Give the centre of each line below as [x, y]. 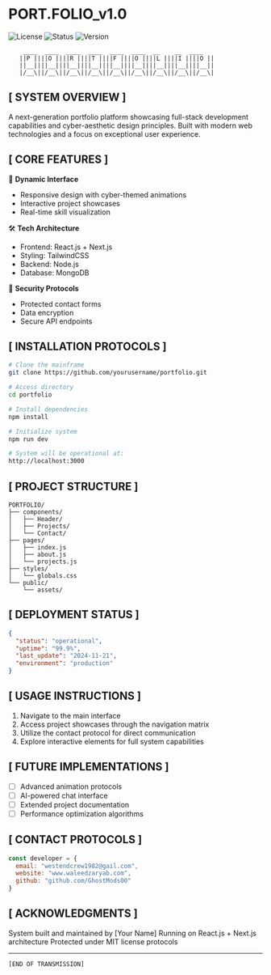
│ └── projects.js [43, 562]
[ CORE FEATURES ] [58, 160]
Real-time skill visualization [65, 212]
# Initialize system [43, 431]
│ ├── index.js [38, 547]
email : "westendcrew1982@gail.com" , [77, 866]
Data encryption [47, 312]
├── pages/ [27, 540]
